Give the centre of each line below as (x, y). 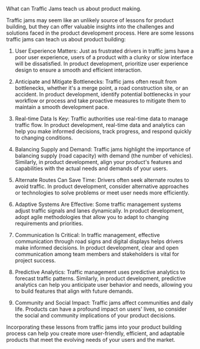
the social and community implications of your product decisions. (95, 315)
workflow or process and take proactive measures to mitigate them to (100, 101)
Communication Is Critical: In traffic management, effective (87, 235)
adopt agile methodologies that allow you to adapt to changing (92, 217)
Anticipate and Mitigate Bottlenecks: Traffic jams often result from (96, 81)
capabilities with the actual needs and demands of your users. (91, 168)
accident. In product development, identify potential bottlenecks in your (103, 94)
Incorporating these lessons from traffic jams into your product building (94, 327)
